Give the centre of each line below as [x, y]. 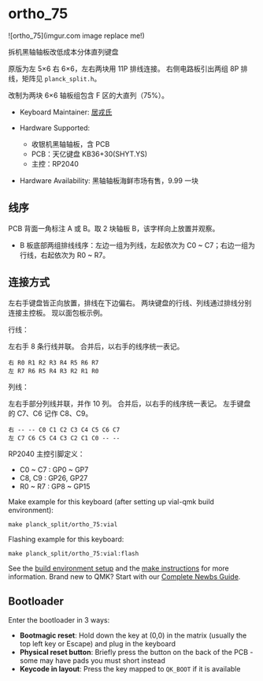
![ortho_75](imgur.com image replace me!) [77, 36]
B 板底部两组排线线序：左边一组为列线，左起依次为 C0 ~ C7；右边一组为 [137, 245]
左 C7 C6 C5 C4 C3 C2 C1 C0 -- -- [64, 438]
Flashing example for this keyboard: [66, 539]
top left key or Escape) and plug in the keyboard [97, 644]
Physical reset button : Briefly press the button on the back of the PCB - [136, 653]
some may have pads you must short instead [92, 660]
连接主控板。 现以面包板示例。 [57, 312]
